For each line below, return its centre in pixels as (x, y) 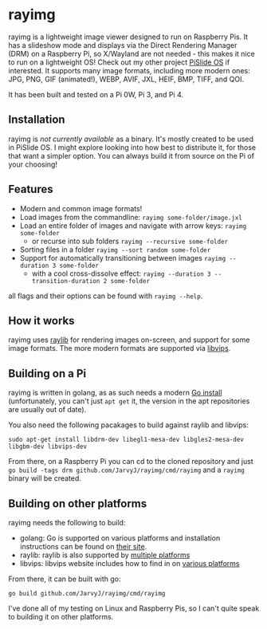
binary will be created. (45, 478)
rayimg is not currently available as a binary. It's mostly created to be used (131, 139)
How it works (41, 320)
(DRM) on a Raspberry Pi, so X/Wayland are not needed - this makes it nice (132, 53)
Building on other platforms (78, 503)
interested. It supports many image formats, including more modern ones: (129, 70)
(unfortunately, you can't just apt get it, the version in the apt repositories (129, 401)
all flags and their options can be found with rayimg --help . (106, 296)
